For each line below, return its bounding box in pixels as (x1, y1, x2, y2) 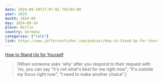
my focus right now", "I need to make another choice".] (16, 71, 127, 77)
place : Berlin (5, 25, 34, 30)
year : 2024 (5, 12, 27, 16)
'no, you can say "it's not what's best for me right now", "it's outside (16, 66, 154, 72)
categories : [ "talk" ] (5, 34, 49, 39)
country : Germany (5, 29, 40, 34)
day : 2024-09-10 (5, 20, 38, 26)
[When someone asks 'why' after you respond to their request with (16, 61, 151, 67)
